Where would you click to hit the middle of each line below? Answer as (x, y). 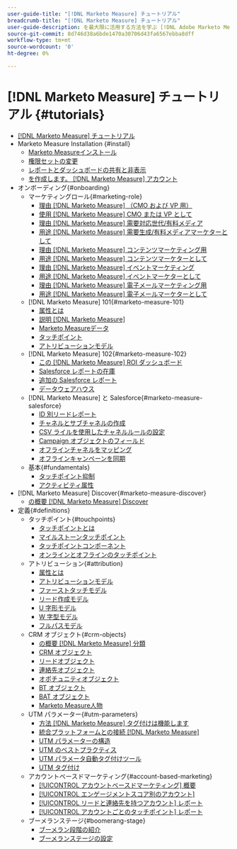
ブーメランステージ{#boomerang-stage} (87, 821)
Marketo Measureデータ (74, 328)
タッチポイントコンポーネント (82, 545)
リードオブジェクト (67, 661)
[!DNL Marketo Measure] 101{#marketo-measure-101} (106, 301)
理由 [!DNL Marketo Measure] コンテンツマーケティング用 (123, 250)
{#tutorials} (70, 115)
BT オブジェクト (62, 687)
